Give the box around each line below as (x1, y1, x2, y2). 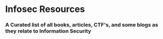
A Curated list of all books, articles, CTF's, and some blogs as (5, 21, 158, 28)
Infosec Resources (5, 3, 86, 15)
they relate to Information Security (5, 27, 92, 34)
